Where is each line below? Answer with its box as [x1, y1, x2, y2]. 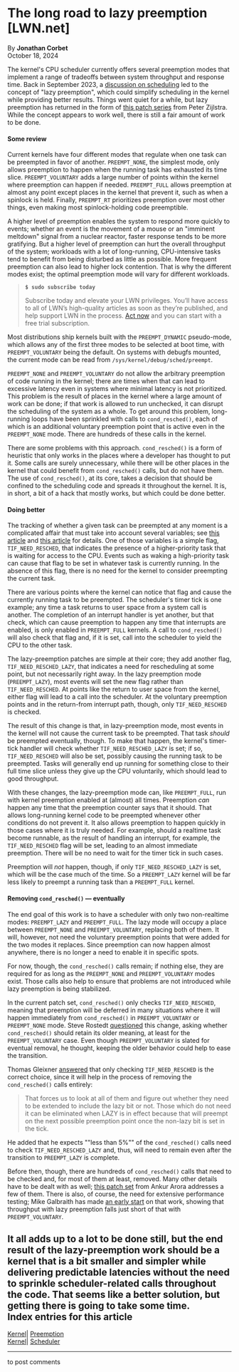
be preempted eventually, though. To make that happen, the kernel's [7, 737, 208, 745]
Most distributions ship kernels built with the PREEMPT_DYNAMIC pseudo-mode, [7, 333, 232, 341]
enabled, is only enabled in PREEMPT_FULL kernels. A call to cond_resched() [7, 625, 223, 635]
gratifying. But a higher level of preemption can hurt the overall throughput [7, 240, 226, 249]
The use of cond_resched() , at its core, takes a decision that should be [7, 474, 213, 482]
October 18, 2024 [7, 51, 59, 60]
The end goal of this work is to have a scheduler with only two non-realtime [7, 910, 229, 918]
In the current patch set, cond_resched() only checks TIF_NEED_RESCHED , [7, 998, 216, 1007]
